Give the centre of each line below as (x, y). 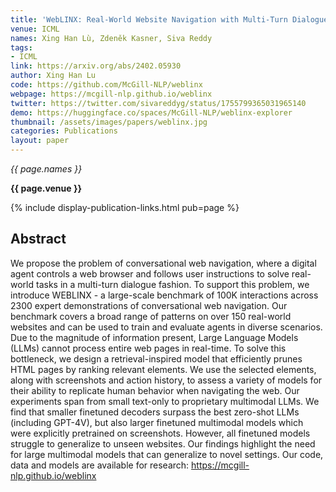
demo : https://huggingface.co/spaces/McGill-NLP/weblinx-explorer (151, 112)
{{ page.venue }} (46, 188)
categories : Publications (64, 131)
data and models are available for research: (100, 465)
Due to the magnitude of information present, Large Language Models (154, 337)
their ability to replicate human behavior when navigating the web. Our (155, 390)
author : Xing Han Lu (53, 76)
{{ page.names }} (46, 169)
